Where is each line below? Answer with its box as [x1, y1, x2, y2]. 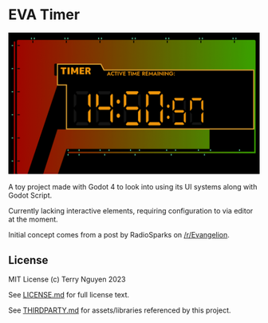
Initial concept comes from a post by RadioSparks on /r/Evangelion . [8, 230, 230, 240]
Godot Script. [8, 190, 53, 201]
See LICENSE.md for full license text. [8, 290, 130, 300]
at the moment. [8, 214, 58, 225]
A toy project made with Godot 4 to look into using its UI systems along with [8, 182, 258, 192]
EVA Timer [8, 6, 81, 24]
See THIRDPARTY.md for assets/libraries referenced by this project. [8, 305, 231, 315]
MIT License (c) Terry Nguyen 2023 [8, 274, 126, 285]
